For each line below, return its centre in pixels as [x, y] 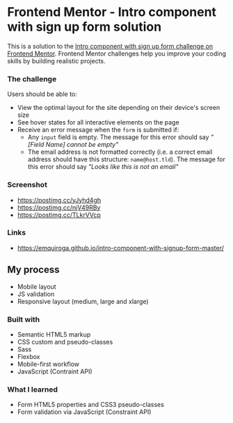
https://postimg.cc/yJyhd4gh [59, 200]
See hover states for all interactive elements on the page [98, 122]
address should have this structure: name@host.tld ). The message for [127, 159]
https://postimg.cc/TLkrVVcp [59, 215]
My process [33, 270]
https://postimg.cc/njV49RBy [59, 207]
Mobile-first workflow [48, 364]
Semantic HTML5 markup [54, 334]
